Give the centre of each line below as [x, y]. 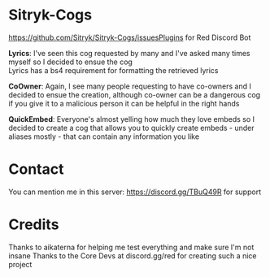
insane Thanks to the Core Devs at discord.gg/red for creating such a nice [133, 255]
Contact [36, 169]
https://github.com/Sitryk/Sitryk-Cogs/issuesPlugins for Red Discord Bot [130, 37]
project [20, 264]
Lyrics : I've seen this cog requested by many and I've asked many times [129, 53]
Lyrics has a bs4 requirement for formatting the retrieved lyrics [113, 70]
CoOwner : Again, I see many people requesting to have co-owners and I [130, 86]
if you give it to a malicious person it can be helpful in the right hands [124, 103]
